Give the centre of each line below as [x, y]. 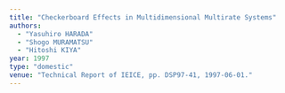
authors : [25, 26]
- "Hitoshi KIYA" [49, 50]
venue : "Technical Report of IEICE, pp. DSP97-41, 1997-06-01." [131, 75]
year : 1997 [29, 58]
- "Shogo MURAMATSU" [55, 42]
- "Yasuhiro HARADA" [55, 34]
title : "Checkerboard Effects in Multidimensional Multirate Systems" [143, 17]
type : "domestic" [41, 67]
